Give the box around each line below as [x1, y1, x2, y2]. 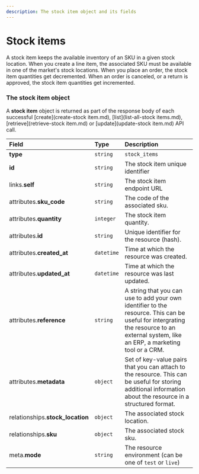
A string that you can [124, 286, 182, 294]
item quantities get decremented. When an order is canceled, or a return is [6, 72, 188, 80]
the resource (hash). [124, 235, 182, 244]
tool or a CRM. [124, 345, 165, 354]
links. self [9, 180, 34, 188]
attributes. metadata [9, 377, 65, 386]
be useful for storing [124, 377, 182, 386]
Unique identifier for [124, 228, 181, 236]
